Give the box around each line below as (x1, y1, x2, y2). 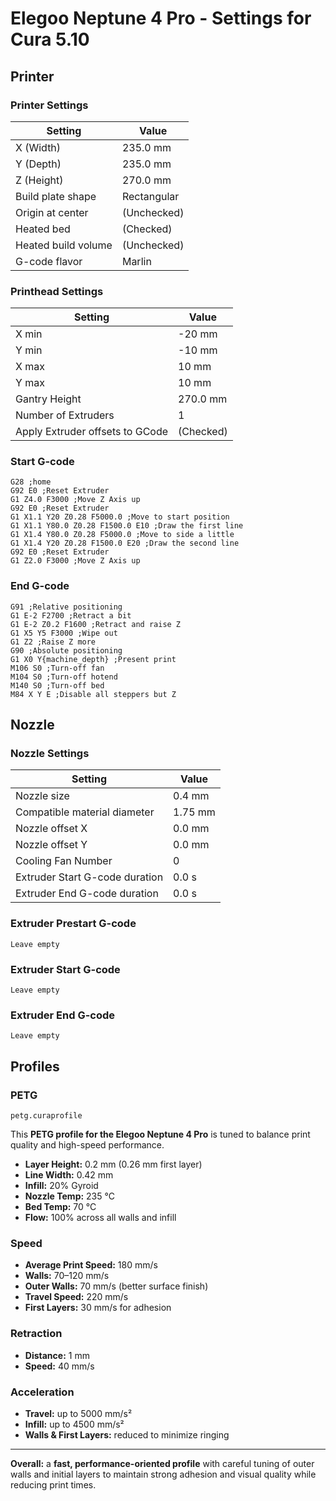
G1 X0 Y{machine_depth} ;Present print (10, 654, 177, 664)
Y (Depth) (15, 157, 62, 171)
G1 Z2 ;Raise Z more (10, 637, 97, 647)
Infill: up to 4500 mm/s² (24, 1418, 125, 1430)
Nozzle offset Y (15, 838, 88, 852)
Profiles (10, 1058, 60, 1075)
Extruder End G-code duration (15, 887, 159, 901)
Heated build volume (15, 238, 113, 252)
